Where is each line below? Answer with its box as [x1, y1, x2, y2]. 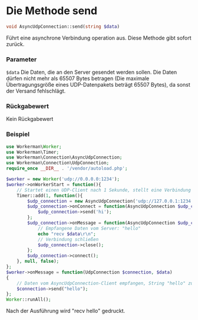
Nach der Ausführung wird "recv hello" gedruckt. [6, 308, 126, 315]
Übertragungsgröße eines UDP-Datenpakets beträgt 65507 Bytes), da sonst [6, 81, 190, 88]
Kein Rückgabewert [6, 116, 54, 123]
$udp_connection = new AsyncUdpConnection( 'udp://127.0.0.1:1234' [27, 198, 194, 204]
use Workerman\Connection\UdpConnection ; [6, 160, 110, 166]
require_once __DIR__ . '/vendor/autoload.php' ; [6, 166, 128, 171]
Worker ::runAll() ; [6, 296, 51, 303]
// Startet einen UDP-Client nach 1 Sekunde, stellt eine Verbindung [16, 187, 192, 193]
